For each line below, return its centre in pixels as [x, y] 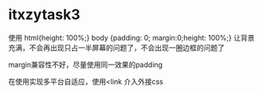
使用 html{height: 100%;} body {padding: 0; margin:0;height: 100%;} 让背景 [131, 37]
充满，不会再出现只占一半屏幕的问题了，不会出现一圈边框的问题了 [116, 47]
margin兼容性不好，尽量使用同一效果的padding [86, 65]
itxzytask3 [45, 15]
